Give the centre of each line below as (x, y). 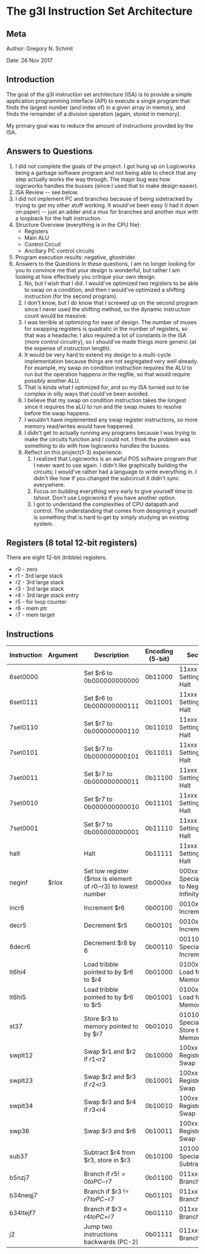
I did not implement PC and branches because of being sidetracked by (104, 198)
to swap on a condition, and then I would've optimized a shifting (104, 289)
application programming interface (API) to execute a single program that (98, 101)
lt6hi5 (18, 997)
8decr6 (20, 947)
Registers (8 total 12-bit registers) (72, 543)
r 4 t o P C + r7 (99, 1217)
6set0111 (24, 702)
